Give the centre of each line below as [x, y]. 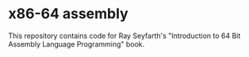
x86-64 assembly [68, 14]
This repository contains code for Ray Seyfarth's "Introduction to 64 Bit [125, 36]
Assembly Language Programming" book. [77, 44]
